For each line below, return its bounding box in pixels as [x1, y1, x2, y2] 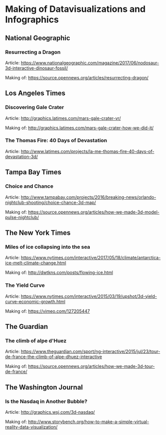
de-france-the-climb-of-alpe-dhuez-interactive [5, 354, 103, 360]
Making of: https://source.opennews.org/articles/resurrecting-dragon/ [5, 74, 149, 80]
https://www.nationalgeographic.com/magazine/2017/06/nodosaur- [20, 59, 160, 65]
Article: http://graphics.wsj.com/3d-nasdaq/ [5, 409, 95, 415]
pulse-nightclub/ [5, 214, 39, 220]
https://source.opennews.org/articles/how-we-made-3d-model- [28, 209, 160, 215]
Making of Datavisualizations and [5, 3, 146, 15]
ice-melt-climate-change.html [5, 260, 66, 266]
